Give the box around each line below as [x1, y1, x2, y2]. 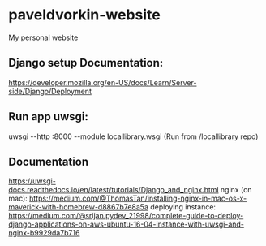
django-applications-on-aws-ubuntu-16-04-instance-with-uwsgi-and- [8, 219, 245, 229]
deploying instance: [149, 202, 217, 212]
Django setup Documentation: [8, 56, 164, 70]
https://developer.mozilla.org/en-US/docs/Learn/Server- [8, 77, 197, 87]
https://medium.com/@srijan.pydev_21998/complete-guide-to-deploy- [8, 211, 244, 221]
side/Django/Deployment [8, 86, 92, 96]
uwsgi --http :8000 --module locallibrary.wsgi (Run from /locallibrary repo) [8, 132, 259, 141]
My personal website [8, 32, 79, 42]
